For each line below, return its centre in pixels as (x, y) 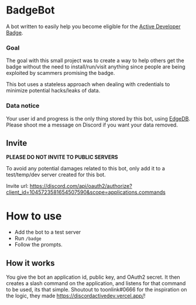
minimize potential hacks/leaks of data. (53, 91)
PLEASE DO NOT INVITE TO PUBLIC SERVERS (62, 157)
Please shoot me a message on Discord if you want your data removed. (92, 125)
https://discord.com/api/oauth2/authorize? (81, 186)
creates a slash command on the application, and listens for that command (96, 283)
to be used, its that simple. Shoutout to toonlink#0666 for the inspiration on (97, 290)
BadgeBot (30, 10)
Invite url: (17, 186)
